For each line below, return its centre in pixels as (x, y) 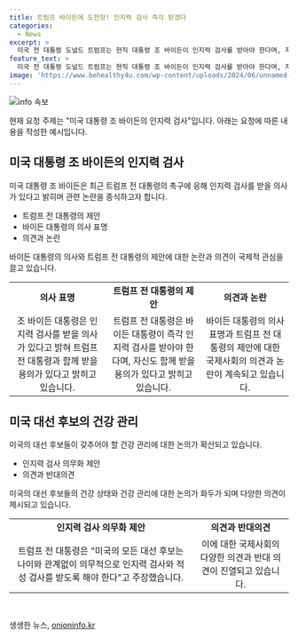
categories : (31, 26)
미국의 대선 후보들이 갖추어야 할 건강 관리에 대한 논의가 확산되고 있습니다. (136, 444)
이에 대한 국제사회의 (240, 545)
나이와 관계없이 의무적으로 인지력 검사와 (96, 564)
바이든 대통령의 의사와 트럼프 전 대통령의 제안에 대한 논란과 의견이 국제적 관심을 (146, 256)
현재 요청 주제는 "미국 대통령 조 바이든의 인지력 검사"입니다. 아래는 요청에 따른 (144, 120)
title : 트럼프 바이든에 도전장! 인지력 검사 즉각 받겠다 (98, 17)
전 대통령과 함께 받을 (57, 361)
